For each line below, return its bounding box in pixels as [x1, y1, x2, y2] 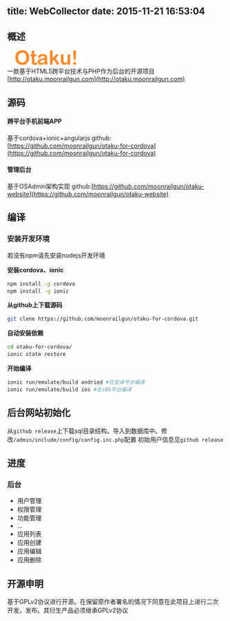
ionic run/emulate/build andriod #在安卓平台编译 [7, 379, 145, 386]
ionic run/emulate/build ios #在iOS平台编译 [7, 386, 132, 393]
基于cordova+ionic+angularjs [7, 134, 91, 142]
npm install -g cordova [7, 280, 76, 287]
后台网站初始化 [7, 407, 71, 419]
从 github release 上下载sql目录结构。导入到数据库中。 [7, 426, 162, 435]
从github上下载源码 [7, 301, 63, 309]
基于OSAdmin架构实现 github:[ [7, 182, 94, 190]
